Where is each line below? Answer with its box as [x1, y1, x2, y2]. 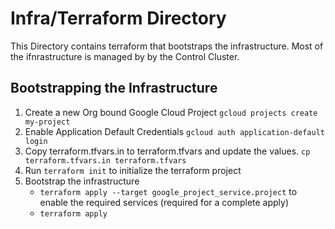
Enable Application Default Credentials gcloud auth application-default [24, 125, 325, 137]
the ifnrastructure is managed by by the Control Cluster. [10, 50, 240, 62]
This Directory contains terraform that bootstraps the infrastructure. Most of [10, 40, 324, 52]
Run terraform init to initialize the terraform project [24, 164, 242, 176]
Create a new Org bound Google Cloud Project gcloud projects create [24, 106, 318, 118]
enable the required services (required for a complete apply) [39, 196, 290, 208]
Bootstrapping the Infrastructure [10, 80, 218, 97]
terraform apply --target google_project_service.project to [39, 185, 298, 197]
